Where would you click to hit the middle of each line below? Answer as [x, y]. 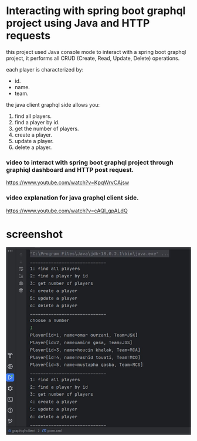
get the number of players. [47, 128]
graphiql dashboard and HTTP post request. [70, 169]
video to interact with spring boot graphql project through [90, 162]
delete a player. [33, 147]
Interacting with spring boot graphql [96, 11]
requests [28, 36]
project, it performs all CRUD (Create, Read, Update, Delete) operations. [93, 58]
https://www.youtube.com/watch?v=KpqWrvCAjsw [68, 182]
